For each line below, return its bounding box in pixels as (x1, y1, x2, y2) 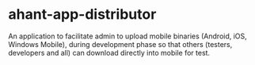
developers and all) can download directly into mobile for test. (8, 48, 211, 57)
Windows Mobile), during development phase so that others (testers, (8, 39, 233, 49)
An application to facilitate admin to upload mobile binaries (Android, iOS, (8, 31, 247, 41)
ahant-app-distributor (8, 5, 157, 23)
